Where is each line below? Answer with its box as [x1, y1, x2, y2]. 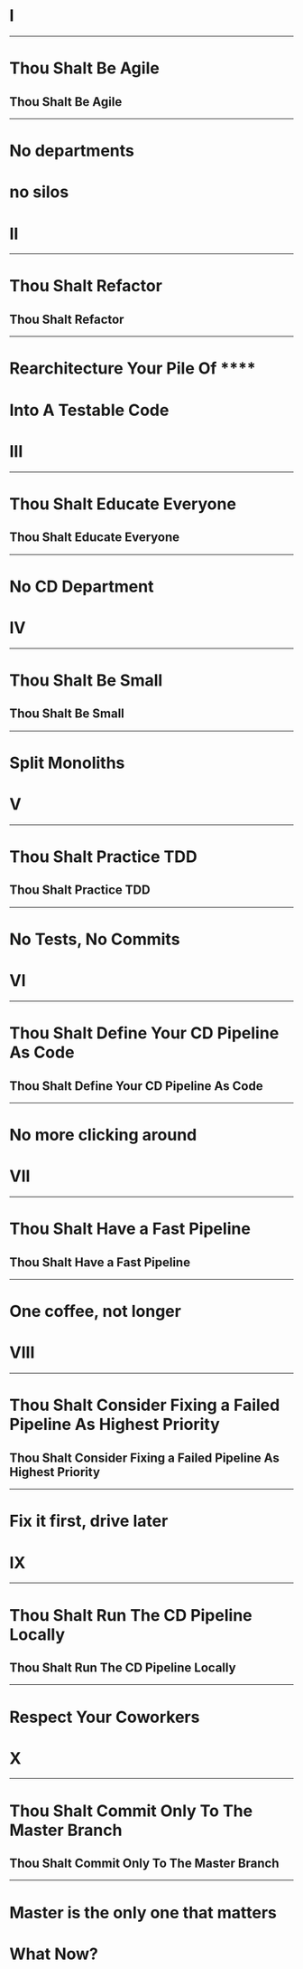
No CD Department [9, 576, 154, 597]
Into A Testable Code [9, 400, 170, 421]
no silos [9, 182, 69, 203]
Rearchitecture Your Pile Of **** [9, 358, 256, 379]
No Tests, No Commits [9, 929, 180, 950]
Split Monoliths [9, 753, 125, 773]
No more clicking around [9, 1125, 197, 1145]
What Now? [9, 1944, 99, 1964]
